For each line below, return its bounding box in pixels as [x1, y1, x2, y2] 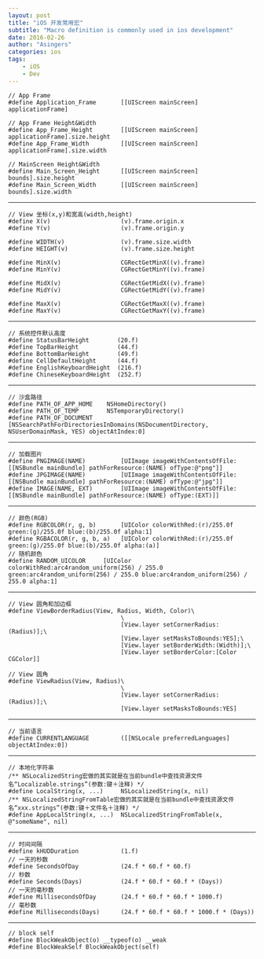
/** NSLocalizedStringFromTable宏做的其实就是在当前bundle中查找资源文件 [8, 795, 234, 803]
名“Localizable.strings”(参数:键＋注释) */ [8, 780, 145, 788]
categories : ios [8, 48, 61, 56]
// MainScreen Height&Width [8, 160, 101, 168]
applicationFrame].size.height [8, 133, 111, 141]
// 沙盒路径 [8, 393, 43, 401]
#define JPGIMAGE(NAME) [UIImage [8, 471, 149, 479]
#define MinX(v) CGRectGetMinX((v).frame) [8, 259, 206, 266]
